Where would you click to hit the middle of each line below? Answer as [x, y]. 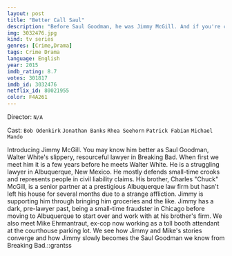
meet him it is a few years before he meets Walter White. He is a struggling [113, 164]
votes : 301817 [28, 78]
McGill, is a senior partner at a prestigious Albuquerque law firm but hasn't [113, 186]
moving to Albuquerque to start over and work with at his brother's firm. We [115, 216]
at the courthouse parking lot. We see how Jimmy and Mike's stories [105, 230]
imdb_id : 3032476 [32, 84]
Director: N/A [25, 117]
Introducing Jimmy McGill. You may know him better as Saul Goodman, [108, 150]
